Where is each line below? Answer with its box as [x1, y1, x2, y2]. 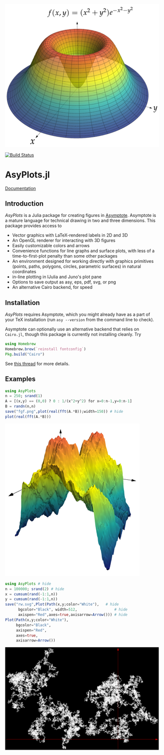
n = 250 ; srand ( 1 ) [5, 394, 42, 399]
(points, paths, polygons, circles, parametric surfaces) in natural [12, 263, 142, 269]
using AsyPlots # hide [5, 581, 51, 586]
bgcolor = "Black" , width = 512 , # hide [18, 607, 128, 612]
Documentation [5, 185, 36, 191]
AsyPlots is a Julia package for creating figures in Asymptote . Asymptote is [5, 212, 156, 218]
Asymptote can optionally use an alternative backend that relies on [5, 326, 139, 332]
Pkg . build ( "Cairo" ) [5, 352, 45, 356]
